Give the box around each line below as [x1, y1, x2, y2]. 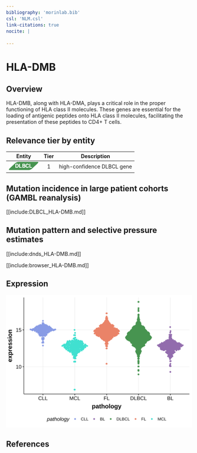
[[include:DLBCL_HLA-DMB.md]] [6, 208, 86, 215]
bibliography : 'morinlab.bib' [6, 9, 81, 15]
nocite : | [6, 28, 31, 34]
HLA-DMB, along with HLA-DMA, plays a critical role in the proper [6, 100, 166, 107]
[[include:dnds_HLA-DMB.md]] [6, 250, 81, 257]
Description [80, 153, 110, 160]
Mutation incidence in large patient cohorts [6, 183, 169, 193]
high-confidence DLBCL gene [58, 163, 133, 170]
